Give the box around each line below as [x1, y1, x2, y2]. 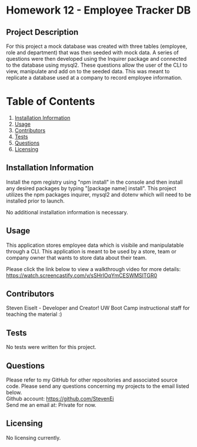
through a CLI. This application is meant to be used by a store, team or [6, 247, 176, 255]
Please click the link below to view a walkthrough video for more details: [6, 265, 181, 272]
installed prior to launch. [6, 197, 65, 204]
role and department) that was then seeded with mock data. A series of [6, 49, 179, 56]
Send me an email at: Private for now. [6, 402, 96, 408]
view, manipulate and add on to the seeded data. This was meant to [6, 68, 170, 74]
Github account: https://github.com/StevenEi [6, 395, 114, 402]
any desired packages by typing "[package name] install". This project [6, 184, 176, 192]
